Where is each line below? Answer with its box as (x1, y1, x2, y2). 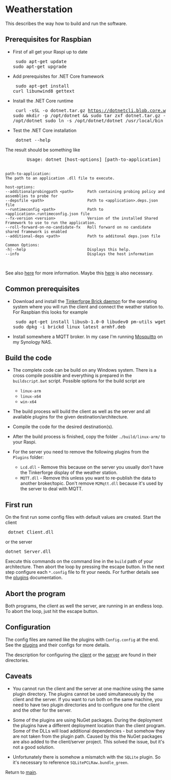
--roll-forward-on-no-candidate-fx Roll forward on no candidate (5, 225, 152, 230)
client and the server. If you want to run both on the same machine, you (12, 696, 163, 702)
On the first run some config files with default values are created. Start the (5, 514, 161, 520)
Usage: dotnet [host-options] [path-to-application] (26, 156, 161, 162)
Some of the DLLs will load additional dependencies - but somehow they (12, 728, 165, 734)
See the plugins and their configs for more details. (5, 642, 110, 648)
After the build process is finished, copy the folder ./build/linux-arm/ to (12, 434, 165, 440)
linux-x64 (20, 394, 42, 399)
